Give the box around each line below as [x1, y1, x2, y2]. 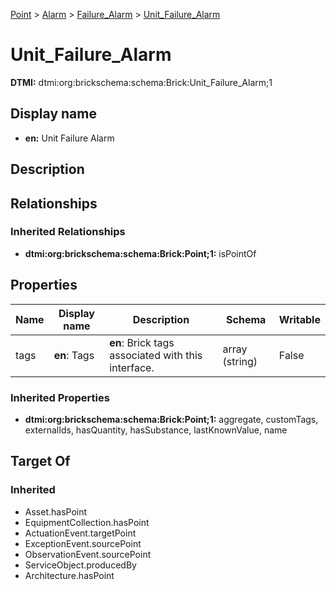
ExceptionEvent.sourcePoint [24, 537, 142, 549]
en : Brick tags [109, 335, 175, 349]
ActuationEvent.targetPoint [24, 527, 137, 539]
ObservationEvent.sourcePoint [24, 548, 152, 560]
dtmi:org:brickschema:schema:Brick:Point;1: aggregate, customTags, [24, 413, 319, 425]
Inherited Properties [10, 390, 110, 404]
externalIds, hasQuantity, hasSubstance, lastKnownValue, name [24, 424, 288, 436]
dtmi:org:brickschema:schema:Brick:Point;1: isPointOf [24, 247, 257, 259]
